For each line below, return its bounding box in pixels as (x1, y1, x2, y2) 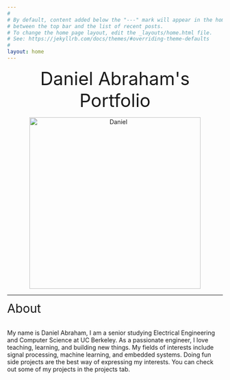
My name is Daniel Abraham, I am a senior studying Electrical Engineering (7, 329, 216, 337)
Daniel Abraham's (40, 67, 190, 90)
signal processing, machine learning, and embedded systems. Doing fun (7, 351, 212, 359)
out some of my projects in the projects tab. (7, 365, 131, 373)
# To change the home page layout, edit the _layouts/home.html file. (7, 29, 213, 36)
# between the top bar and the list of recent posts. (7, 23, 164, 29)
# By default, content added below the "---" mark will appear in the (7, 16, 213, 23)
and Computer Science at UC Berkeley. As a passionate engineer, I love (7, 335, 209, 344)
